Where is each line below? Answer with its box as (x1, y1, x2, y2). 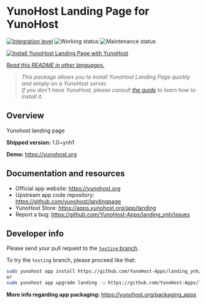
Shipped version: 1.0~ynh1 (6, 139, 75, 146)
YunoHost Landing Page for (6, 4, 150, 18)
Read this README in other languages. (6, 61, 105, 69)
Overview (6, 110, 45, 121)
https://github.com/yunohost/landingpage (15, 197, 121, 205)
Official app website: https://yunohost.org (15, 184, 121, 192)
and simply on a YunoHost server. (21, 80, 107, 87)
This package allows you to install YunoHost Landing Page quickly (21, 73, 191, 80)
